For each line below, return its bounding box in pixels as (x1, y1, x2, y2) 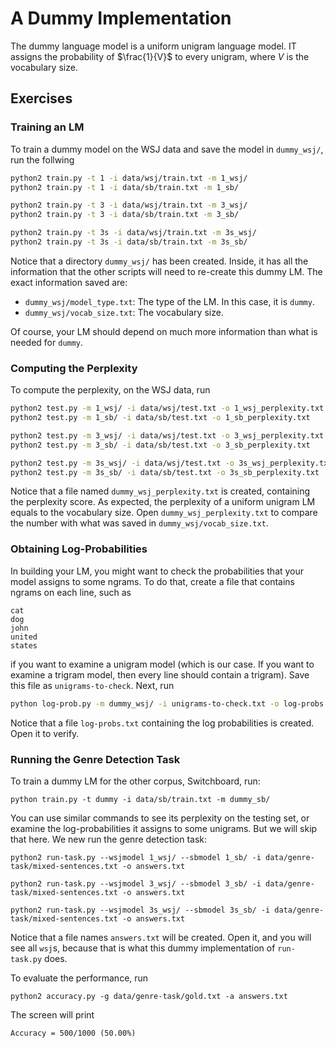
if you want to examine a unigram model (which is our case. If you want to (10, 658, 315, 670)
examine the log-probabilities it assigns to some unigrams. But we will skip (10, 822, 318, 834)
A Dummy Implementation (10, 7, 232, 30)
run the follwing (10, 153, 75, 166)
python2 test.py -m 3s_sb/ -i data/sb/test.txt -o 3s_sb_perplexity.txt (10, 467, 320, 477)
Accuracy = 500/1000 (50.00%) (10, 1028, 137, 1038)
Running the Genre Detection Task (10, 752, 181, 766)
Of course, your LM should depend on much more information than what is (10, 325, 318, 337)
